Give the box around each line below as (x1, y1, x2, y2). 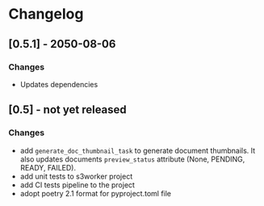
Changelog (8, 5, 84, 23)
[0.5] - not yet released (8, 103, 127, 117)
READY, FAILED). (19, 162, 77, 172)
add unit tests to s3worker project (19, 171, 133, 181)
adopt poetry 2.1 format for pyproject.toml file (19, 188, 172, 198)
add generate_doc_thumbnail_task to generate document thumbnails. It (19, 145, 256, 155)
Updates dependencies (19, 79, 98, 89)
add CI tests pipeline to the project (19, 179, 136, 190)
